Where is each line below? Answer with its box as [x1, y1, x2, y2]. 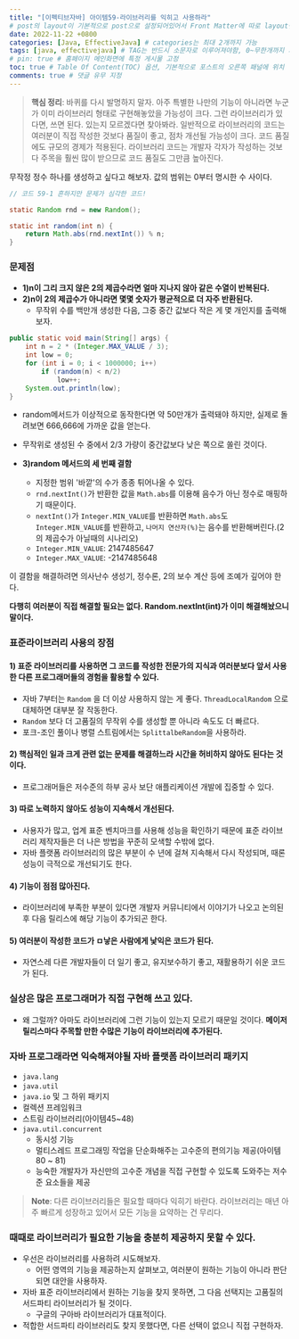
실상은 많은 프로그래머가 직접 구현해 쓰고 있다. [9, 992, 193, 1004]
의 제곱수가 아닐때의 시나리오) [35, 533, 139, 544]
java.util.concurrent [21, 1125, 102, 1134]
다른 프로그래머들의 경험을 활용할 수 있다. [18, 671, 160, 682]
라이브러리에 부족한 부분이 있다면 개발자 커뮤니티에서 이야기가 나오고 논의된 [21, 902, 285, 913]
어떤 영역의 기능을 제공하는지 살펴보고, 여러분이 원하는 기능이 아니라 [35, 1264, 271, 1276]
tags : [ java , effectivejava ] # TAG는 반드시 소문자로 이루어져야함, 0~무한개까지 [9, 46, 285, 55]
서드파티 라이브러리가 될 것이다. [21, 1298, 132, 1309]
